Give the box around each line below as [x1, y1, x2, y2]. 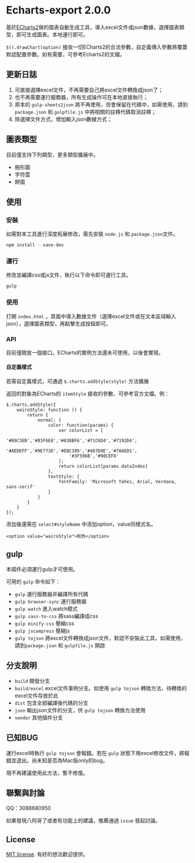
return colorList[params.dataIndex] [58, 464, 148, 470]
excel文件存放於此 [14, 692, 59, 699]
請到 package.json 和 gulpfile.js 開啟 [14, 641, 105, 648]
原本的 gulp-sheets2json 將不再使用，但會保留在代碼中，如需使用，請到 [14, 101, 189, 108]
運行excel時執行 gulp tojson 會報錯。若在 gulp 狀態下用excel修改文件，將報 [6, 749, 190, 756]
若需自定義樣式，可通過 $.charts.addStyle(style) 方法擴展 [6, 378, 149, 385]
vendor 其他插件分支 [14, 713, 63, 721]
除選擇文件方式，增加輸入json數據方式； [14, 115, 112, 123]
